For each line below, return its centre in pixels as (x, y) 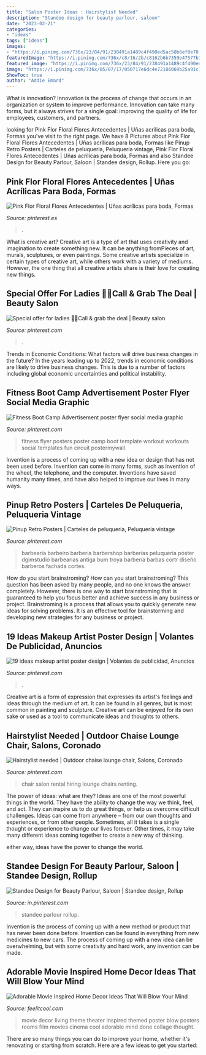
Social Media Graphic (48, 402)
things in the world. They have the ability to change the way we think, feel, (100, 802)
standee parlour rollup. (50, 914)
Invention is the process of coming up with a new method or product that (98, 927)
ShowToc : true (25, 75)
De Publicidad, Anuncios (54, 646)
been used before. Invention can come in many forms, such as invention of (101, 466)
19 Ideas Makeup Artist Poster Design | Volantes (100, 637)
